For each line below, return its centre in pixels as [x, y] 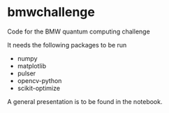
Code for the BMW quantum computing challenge [79, 31]
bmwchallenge [51, 12]
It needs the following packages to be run [67, 45]
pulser [27, 73]
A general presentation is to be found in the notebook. [85, 101]
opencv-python [39, 80]
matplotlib [32, 66]
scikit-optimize [39, 88]
